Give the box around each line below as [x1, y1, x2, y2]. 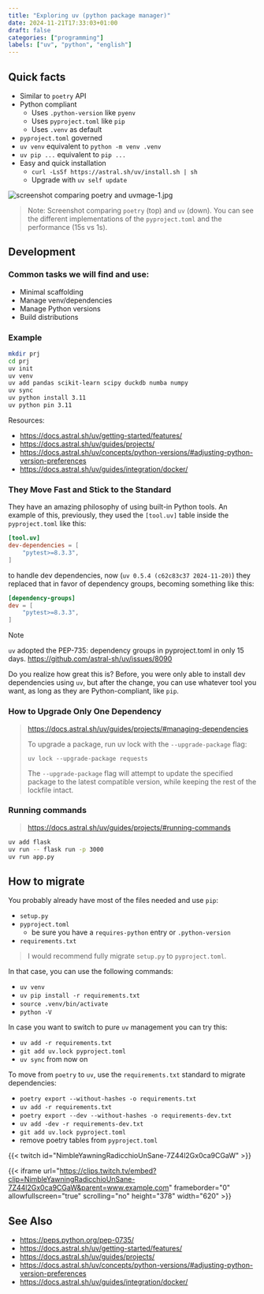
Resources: [8, 416, 45, 425]
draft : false [8, 26, 51, 34]
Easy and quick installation [19, 158, 106, 167]
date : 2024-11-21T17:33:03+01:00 [8, 19, 118, 27]
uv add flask [8, 838, 51, 846]
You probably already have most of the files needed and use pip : [8, 896, 219, 905]
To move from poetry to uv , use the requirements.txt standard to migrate [8, 1070, 246, 1079]
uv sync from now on [19, 1055, 88, 1064]
